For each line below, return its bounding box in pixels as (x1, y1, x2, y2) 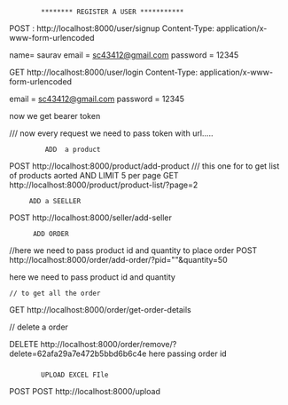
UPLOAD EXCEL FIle (41, 370, 109, 379)
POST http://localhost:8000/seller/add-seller (9, 212, 173, 223)
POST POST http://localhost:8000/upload (9, 385, 161, 396)
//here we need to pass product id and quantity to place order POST (9, 245, 258, 256)
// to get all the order (9, 289, 101, 298)
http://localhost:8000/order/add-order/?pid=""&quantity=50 (9, 255, 228, 265)
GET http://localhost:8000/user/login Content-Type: (9, 67, 198, 77)
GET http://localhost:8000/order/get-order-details (9, 305, 192, 314)
